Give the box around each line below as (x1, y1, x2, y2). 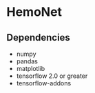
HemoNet (6, 4, 63, 20)
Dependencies (6, 32, 70, 43)
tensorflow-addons (16, 79, 72, 87)
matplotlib (16, 65, 45, 72)
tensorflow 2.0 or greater (16, 72, 88, 80)
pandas (16, 57, 39, 65)
